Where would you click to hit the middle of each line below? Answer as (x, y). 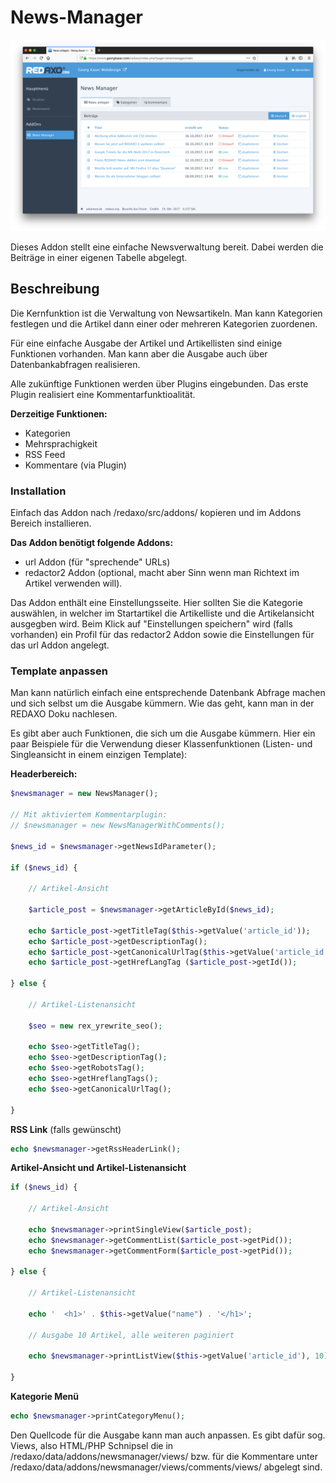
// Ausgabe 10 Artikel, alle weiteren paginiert (131, 1335)
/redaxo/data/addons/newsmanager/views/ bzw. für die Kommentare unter (164, 1456)
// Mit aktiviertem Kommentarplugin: (89, 815)
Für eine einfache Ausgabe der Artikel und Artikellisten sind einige (146, 343)
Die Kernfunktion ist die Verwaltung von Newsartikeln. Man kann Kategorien (166, 313)
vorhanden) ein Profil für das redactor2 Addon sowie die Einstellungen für (162, 635)
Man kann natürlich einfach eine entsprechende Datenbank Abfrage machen (168, 693)
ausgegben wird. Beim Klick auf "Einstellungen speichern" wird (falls (151, 624)
